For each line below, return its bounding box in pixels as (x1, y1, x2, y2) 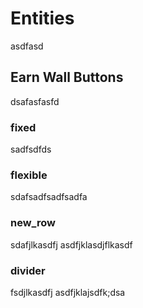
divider (10, 263, 46, 277)
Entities (10, 7, 75, 30)
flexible (10, 168, 48, 182)
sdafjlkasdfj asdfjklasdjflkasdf (10, 238, 133, 251)
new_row (10, 216, 56, 230)
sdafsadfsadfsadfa (10, 191, 88, 203)
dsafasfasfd (10, 95, 60, 107)
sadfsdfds (10, 143, 52, 156)
